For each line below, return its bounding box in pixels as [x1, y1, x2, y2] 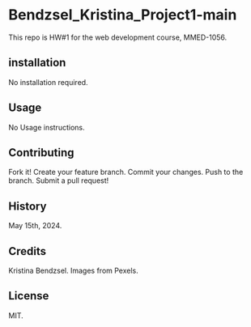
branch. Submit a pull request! [8, 176, 109, 185]
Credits [8, 244, 47, 258]
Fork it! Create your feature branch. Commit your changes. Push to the [8, 168, 244, 177]
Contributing [8, 146, 74, 159]
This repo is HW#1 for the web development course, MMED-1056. [8, 32, 228, 42]
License [8, 289, 49, 303]
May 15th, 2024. [8, 221, 62, 231]
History [8, 199, 47, 213]
